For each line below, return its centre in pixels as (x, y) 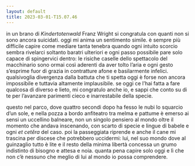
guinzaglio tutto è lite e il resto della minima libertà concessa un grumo (92, 144)
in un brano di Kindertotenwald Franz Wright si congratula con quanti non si (97, 33)
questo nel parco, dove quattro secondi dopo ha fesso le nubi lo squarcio (95, 107)
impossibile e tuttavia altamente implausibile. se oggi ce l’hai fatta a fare (93, 83)
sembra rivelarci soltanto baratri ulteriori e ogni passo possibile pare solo (95, 52)
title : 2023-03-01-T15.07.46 (42, 17)
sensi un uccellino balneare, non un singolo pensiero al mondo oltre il (90, 119)
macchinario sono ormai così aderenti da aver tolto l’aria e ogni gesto (90, 64)
